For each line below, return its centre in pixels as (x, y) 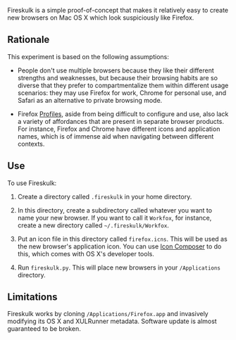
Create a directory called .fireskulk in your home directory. (105, 196)
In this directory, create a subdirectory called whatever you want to (115, 210)
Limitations (32, 297)
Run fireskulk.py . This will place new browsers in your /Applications (119, 267)
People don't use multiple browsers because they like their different (116, 70)
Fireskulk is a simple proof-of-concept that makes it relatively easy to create (118, 10)
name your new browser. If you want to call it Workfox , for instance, (114, 218)
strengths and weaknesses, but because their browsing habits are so (118, 77)
